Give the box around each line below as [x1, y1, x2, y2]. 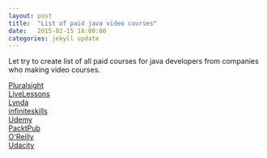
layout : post [8, 11, 53, 20]
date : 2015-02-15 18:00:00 [8, 27, 107, 35]
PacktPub [8, 123, 40, 133]
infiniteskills [8, 106, 49, 116]
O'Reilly [8, 132, 34, 142]
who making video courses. [8, 65, 101, 75]
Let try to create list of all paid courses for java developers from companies [8, 56, 259, 66]
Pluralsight [8, 81, 44, 90]
